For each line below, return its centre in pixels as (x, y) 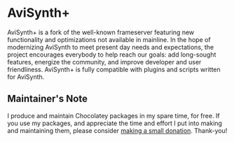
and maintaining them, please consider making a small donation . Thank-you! (117, 130)
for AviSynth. (26, 77)
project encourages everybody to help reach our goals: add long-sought (112, 55)
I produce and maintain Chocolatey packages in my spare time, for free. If (113, 115)
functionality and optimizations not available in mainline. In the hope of (109, 39)
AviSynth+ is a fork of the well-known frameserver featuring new (101, 32)
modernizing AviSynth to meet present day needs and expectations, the (111, 47)
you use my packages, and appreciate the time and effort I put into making (115, 123)
